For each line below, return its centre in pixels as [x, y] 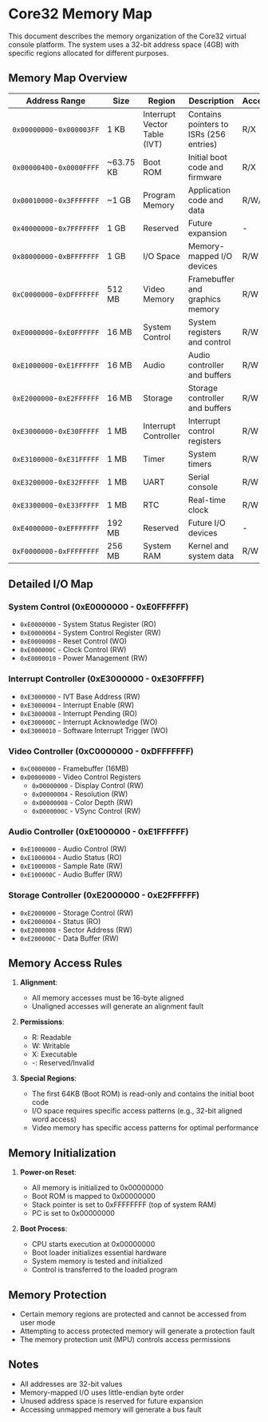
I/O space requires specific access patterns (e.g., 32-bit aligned [137, 1111]
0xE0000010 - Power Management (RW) [83, 658]
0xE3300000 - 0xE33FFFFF [56, 504]
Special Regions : [48, 1078]
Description [211, 101]
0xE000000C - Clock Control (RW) [73, 650]
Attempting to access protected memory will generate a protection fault [137, 1331]
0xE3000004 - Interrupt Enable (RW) [77, 705]
